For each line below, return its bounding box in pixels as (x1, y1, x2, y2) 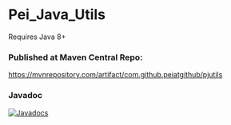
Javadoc (8, 90, 42, 101)
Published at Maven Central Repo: (8, 52, 143, 63)
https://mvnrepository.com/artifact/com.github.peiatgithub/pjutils (8, 70, 223, 80)
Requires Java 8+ (8, 32, 66, 41)
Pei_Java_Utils (8, 6, 106, 24)
